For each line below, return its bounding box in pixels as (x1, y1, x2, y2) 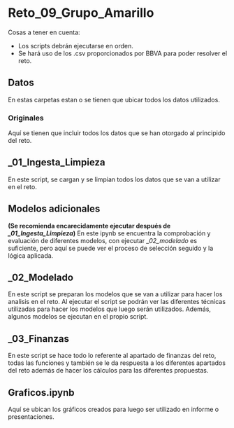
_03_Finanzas (8, 333, 69, 345)
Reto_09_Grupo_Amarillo (8, 5, 154, 21)
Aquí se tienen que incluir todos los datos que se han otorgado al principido (8, 129, 226, 137)
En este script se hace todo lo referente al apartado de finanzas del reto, (8, 352, 217, 360)
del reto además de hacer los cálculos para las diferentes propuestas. (8, 366, 209, 375)
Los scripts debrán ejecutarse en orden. (17, 41, 133, 50)
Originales (8, 113, 44, 123)
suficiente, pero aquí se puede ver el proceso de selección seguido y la (8, 244, 214, 252)
